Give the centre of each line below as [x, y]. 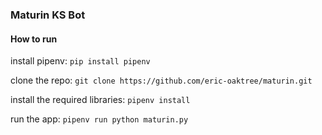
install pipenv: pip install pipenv [80, 61]
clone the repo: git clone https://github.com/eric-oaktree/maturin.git [161, 80]
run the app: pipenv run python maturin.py [99, 119]
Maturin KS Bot [48, 15]
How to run [34, 39]
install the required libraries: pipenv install [100, 100]
